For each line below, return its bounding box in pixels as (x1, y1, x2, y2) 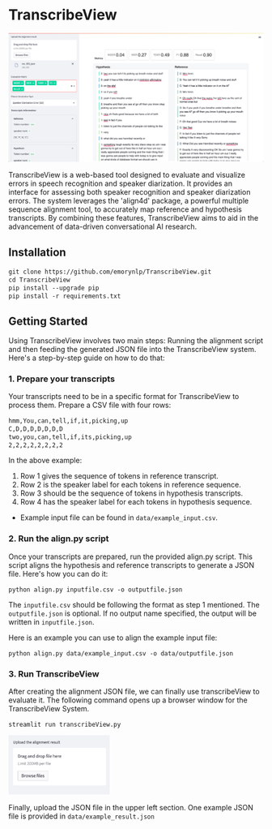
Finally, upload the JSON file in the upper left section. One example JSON (8, 802, 253, 812)
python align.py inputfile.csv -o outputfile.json (8, 586, 183, 594)
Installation (8, 245, 66, 259)
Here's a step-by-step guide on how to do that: (8, 353, 165, 363)
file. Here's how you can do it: (8, 569, 108, 578)
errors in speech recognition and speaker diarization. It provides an (8, 178, 233, 188)
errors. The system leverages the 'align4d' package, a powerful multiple (8, 196, 249, 206)
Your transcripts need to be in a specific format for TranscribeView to (8, 392, 240, 402)
